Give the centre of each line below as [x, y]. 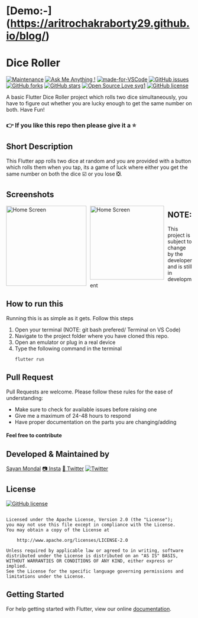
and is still [180, 266]
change [177, 248]
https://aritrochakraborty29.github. [100, 23]
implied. [17, 566]
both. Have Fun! [25, 110]
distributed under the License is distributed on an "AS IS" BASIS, [92, 556]
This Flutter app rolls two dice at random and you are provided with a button [99, 161]
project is [179, 235]
